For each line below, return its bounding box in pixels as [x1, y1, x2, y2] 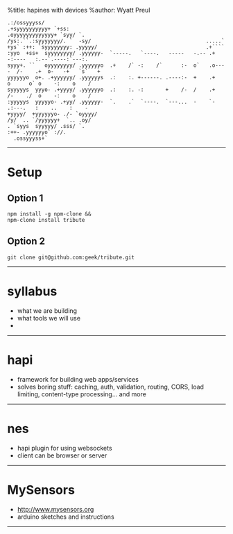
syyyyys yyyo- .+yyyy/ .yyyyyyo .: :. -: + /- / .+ [7, 86, 216, 93]
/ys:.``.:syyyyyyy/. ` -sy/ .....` [7, 38, 225, 44]
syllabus [7, 284, 58, 299]
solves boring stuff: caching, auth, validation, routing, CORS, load [17, 382, 205, 391]
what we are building [17, 306, 78, 315]
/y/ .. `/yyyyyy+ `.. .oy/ [7, 117, 92, 124]
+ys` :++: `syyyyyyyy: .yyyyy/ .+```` [7, 44, 225, 51]
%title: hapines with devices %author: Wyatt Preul [7, 6, 150, 14]
